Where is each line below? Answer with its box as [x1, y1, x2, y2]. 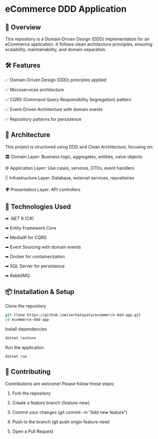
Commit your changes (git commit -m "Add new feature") [12, 409, 128, 415]
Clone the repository [5, 303, 46, 309]
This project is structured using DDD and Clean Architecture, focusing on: [5, 144, 154, 149]
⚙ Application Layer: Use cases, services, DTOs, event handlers [5, 165, 135, 171]
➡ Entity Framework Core [5, 225, 56, 231]
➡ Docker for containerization [5, 254, 65, 260]
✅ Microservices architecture [5, 87, 65, 92]
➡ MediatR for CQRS [5, 234, 47, 240]
